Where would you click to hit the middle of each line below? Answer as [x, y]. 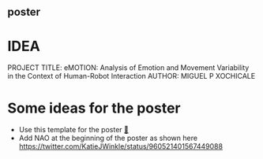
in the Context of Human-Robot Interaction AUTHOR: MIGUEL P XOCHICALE [131, 76]
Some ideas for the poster [94, 108]
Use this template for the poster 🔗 [74, 130]
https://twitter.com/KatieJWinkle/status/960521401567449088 [120, 146]
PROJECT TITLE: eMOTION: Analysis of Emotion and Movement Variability [128, 68]
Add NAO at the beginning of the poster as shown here [108, 138]
